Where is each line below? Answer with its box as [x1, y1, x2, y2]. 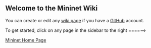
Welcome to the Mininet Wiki [5, 4, 98, 13]
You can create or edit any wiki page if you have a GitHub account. [5, 17, 144, 23]
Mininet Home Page [5, 37, 46, 43]
